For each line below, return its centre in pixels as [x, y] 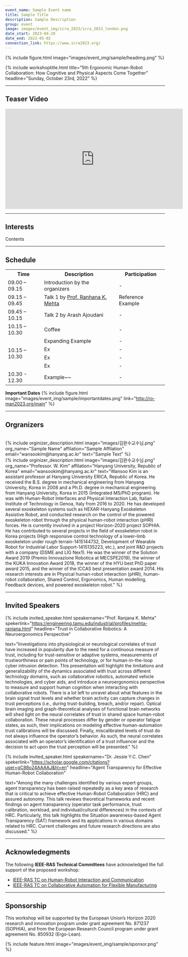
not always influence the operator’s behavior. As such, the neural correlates [84, 736]
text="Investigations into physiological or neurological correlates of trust [81, 644]
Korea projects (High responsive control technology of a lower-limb [76, 536]
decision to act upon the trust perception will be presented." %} [72, 747]
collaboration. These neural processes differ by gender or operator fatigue [83, 720]
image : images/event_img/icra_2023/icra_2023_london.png [67, 29]
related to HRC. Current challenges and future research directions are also [83, 826]
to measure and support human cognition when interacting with [71, 687]
